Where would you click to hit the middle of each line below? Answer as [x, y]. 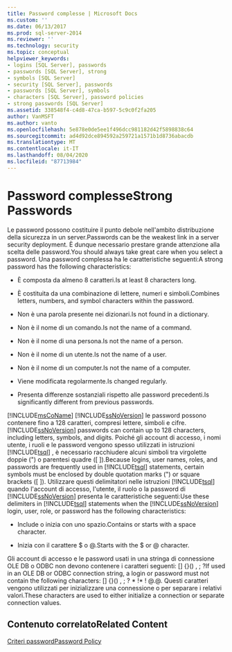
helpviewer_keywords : [38, 59]
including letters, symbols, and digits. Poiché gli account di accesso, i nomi [114, 437]
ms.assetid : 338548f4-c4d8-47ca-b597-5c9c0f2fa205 [82, 110]
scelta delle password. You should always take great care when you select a [115, 252]
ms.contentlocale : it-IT [43, 149]
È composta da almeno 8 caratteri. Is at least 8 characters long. [107, 280]
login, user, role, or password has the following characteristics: [97, 511]
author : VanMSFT [30, 116]
